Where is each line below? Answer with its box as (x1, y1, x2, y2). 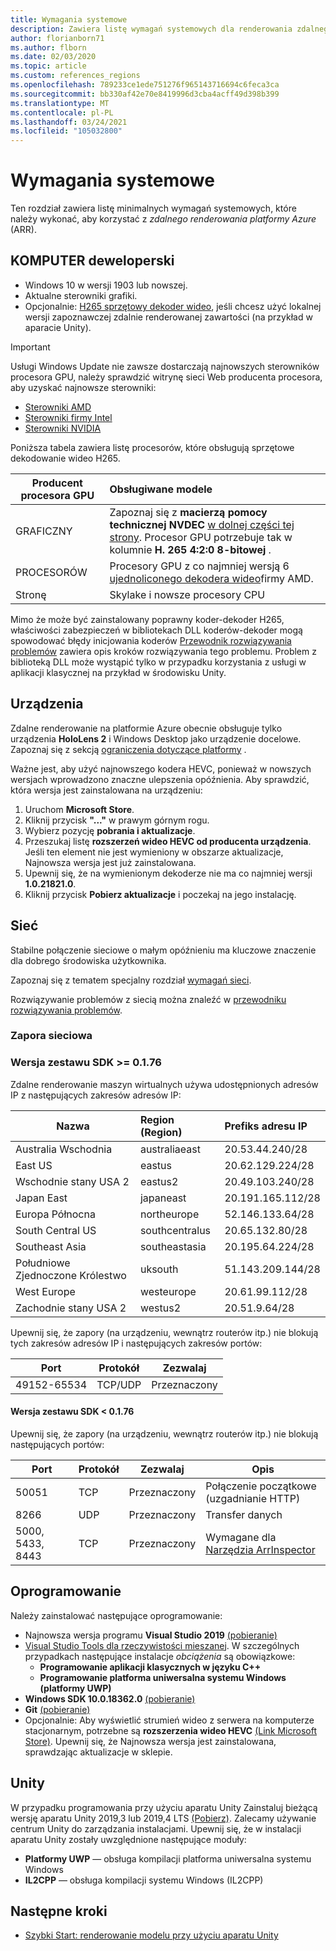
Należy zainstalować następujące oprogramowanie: (10, 1609, 223, 1621)
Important (10, 341, 51, 353)
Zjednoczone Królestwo (15, 1268, 127, 1282)
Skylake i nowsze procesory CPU (109, 587, 266, 601)
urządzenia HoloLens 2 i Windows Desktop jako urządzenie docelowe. (10, 732, 302, 745)
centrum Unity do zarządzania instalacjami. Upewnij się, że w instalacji (10, 1822, 302, 1835)
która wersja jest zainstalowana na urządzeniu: (10, 784, 203, 796)
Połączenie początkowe (205, 1479, 317, 1493)
